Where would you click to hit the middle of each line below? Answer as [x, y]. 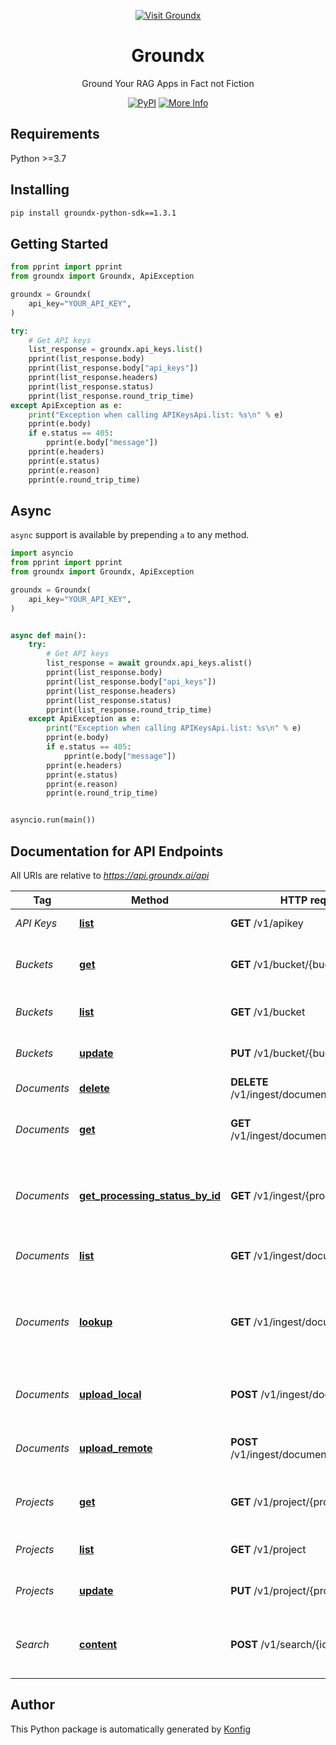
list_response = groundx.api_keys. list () [115, 350]
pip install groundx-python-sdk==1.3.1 [93, 213]
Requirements [55, 134]
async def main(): [48, 635]
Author [32, 1705]
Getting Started [59, 243]
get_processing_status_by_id [150, 1195]
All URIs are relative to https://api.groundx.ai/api [110, 875]
